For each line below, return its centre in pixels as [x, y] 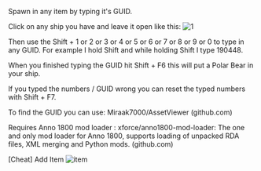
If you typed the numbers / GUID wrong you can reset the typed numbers [127, 89]
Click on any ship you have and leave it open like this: [95, 26]
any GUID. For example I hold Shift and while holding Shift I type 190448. [126, 50]
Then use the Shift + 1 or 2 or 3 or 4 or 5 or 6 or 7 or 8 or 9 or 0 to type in [127, 42]
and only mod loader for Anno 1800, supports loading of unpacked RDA [124, 136]
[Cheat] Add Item [36, 159]
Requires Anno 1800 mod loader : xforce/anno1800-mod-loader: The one [127, 127]
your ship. [24, 73]
